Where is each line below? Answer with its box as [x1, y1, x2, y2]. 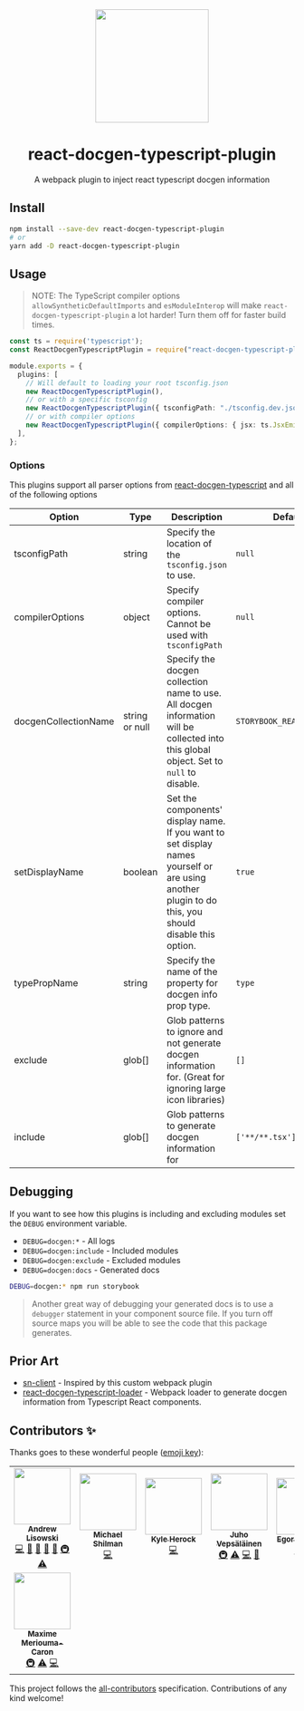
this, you [166, 905, 204, 918]
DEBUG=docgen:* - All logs [22, 1235, 116, 1246]
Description [170, 510, 223, 523]
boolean [123, 865, 158, 878]
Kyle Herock [150, 1534, 196, 1544]
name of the [166, 965, 218, 978]
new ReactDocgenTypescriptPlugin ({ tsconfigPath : [25, 403, 217, 413]
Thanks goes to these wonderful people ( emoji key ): [9, 1447, 204, 1458]
